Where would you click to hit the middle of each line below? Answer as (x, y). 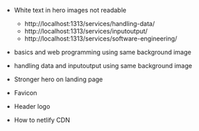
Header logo (32, 106)
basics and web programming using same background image (103, 52)
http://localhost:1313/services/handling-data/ (90, 23)
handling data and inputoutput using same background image (103, 65)
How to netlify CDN (42, 120)
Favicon (25, 93)
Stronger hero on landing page (58, 79)
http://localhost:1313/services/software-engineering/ (101, 39)
